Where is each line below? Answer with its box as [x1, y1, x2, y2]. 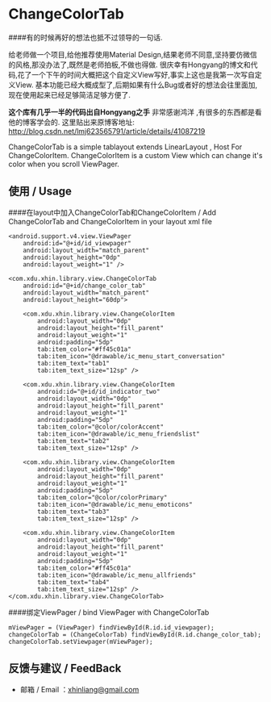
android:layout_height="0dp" [23, 253, 121, 261]
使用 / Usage [8, 185, 73, 198]
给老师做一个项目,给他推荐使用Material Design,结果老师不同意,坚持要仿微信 [8, 49, 258, 59]
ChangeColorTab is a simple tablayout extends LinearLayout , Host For [8, 142, 243, 152]
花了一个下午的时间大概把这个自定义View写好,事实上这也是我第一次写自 [17, 69, 256, 79]
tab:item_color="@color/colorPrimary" [37, 493, 168, 501]
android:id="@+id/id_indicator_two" [37, 387, 161, 395]
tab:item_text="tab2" [37, 437, 110, 445]
